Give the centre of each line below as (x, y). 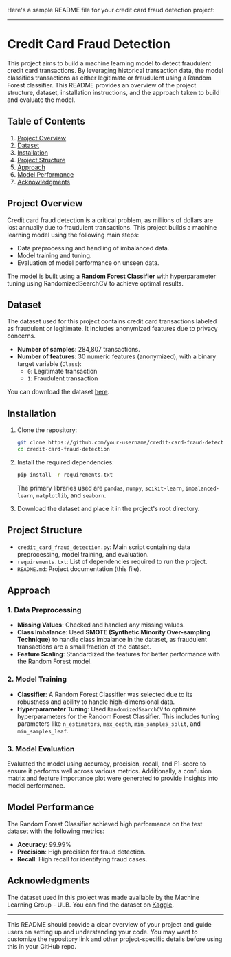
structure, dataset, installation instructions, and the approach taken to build (113, 92)
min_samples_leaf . (43, 731)
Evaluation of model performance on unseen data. (88, 262)
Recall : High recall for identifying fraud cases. (82, 859)
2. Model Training (37, 679)
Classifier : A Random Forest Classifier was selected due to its (105, 694)
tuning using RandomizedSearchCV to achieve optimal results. (96, 283)
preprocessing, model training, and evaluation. (83, 554)
